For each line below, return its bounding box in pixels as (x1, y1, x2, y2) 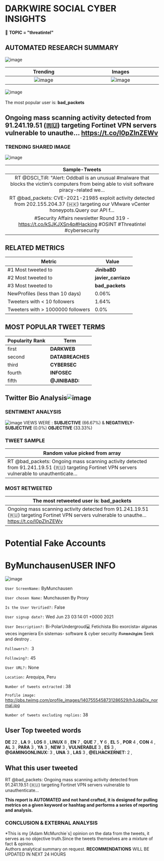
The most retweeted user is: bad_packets (32, 497, 132, 504)
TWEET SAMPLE (5, 437, 45, 444)
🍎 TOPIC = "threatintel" (5, 29, 54, 35)
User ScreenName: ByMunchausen (5, 585, 73, 592)
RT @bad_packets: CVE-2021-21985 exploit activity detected (9, 195, 155, 201)
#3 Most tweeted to (7, 282, 53, 289)
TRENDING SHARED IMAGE (5, 144, 71, 151)
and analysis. (5, 807, 33, 813)
